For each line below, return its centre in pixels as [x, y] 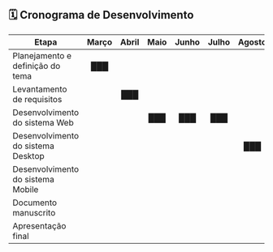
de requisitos [37, 99]
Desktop [28, 156]
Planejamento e [42, 55]
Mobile [26, 189]
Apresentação [39, 225]
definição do [37, 66]
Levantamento [40, 89]
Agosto [253, 42]
